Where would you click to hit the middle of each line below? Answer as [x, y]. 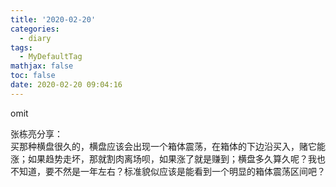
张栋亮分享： [36, 133]
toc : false [33, 76]
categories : [35, 29]
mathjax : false [42, 66]
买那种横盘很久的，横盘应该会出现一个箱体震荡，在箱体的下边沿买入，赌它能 [168, 146]
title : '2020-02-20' [53, 19]
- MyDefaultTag [51, 57]
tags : [21, 47]
